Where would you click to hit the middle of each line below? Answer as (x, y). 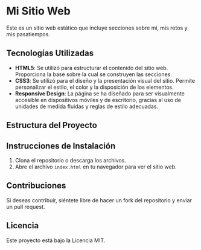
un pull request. (26, 207)
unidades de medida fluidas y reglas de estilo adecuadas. (87, 106)
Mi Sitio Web (38, 11)
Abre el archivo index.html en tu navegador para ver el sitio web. (96, 167)
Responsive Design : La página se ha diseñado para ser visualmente (100, 93)
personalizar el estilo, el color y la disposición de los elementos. (94, 87)
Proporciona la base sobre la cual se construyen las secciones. (93, 74)
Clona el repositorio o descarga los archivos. (71, 160)
